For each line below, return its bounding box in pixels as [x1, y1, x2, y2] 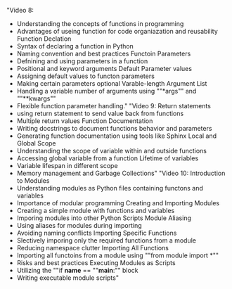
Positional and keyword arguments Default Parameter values [16, 65, 193, 72]
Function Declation [16, 34, 72, 43]
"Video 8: [6, 6, 34, 14]
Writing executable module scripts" [16, 274, 119, 282]
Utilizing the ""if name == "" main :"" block [16, 266, 138, 274]
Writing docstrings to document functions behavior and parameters [16, 124, 212, 132]
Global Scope [16, 139, 57, 147]
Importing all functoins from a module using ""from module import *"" [16, 251, 219, 259]
